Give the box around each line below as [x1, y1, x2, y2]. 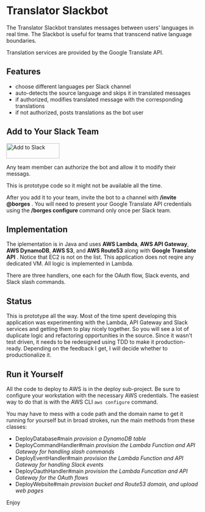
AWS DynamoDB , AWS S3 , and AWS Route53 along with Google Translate [6, 247, 196, 254]
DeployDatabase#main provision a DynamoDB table [15, 435, 146, 442]
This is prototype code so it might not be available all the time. [6, 182, 163, 189]
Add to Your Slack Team [6, 127, 99, 137]
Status [6, 296, 32, 306]
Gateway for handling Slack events [15, 461, 104, 468]
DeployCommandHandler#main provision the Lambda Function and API [15, 442, 195, 448]
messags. [6, 169, 31, 177]
